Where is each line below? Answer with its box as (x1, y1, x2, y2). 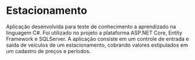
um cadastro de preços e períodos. (6, 47, 91, 54)
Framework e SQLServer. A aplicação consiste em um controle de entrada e (6, 35, 189, 42)
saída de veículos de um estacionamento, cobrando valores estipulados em (6, 42, 189, 48)
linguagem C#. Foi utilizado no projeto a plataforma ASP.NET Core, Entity (6, 29, 183, 36)
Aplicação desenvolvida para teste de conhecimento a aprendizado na (6, 23, 176, 30)
